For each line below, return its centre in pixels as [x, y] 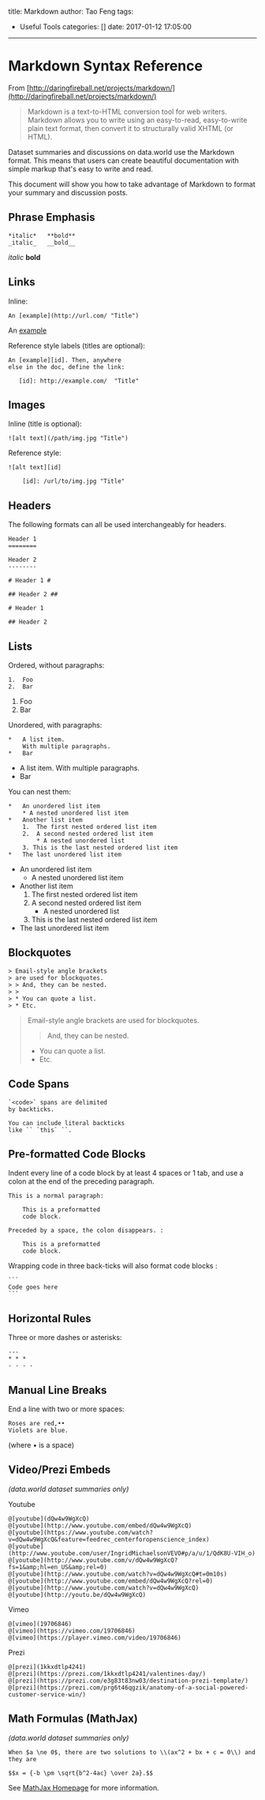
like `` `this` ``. [40, 1130]
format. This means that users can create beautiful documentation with [123, 160]
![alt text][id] [35, 468]
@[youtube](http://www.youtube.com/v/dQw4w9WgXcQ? [93, 1560]
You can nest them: [39, 792]
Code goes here [33, 1287]
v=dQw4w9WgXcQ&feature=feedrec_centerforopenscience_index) [109, 1539]
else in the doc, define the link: [67, 367]
